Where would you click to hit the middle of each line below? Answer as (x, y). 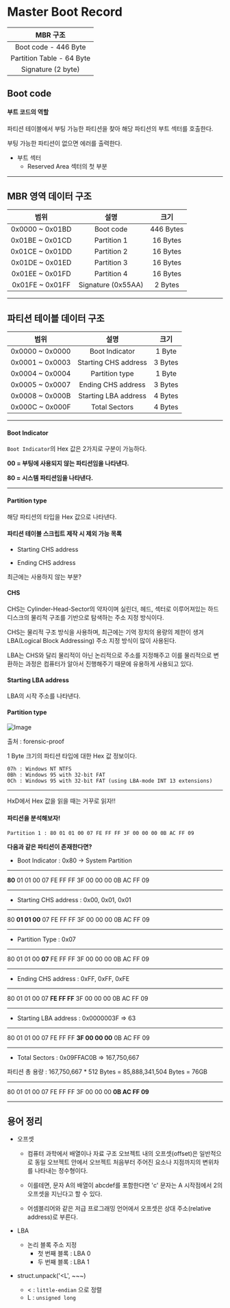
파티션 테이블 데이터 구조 (56, 318)
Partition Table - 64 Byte (51, 58)
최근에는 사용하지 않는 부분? (44, 577)
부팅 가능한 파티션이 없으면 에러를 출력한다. (65, 143)
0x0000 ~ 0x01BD (41, 229)
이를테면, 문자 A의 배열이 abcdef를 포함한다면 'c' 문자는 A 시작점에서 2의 (125, 1185)
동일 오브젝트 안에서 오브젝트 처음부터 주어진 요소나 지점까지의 (118, 1162)
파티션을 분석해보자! (34, 818)
